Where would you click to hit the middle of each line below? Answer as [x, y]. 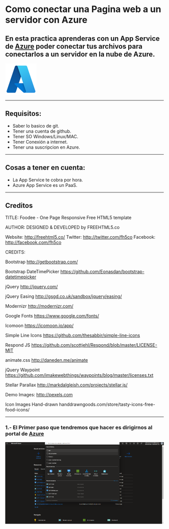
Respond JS [18, 345]
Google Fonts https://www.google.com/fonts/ [52, 316]
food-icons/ [18, 410]
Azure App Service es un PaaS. [45, 185]
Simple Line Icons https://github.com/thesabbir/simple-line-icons [73, 336]
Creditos [19, 206]
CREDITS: [15, 252]
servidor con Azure [46, 20]
